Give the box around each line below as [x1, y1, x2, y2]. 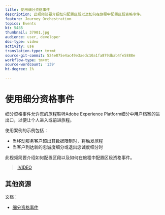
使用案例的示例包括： [5, 127, 48, 133]
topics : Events [5, 21, 36, 26]
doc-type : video [5, 39, 38, 44]
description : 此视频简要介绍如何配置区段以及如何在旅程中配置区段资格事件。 [5, 12, 144, 17]
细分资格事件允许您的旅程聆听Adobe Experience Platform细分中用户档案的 [5, 111, 156, 117]
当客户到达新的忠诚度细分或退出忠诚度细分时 [12, 144, 103, 150]
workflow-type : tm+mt [5, 58, 50, 62]
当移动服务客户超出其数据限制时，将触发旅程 [12, 138, 103, 144]
